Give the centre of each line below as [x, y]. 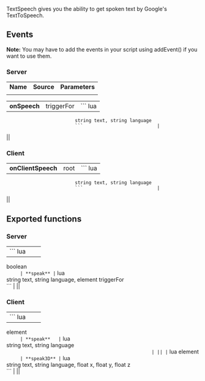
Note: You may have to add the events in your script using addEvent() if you [102, 49]
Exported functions [44, 219]
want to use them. [29, 56]
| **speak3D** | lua [45, 358]
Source [43, 87]
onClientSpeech [33, 168]
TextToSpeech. [25, 15]
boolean [17, 267]
